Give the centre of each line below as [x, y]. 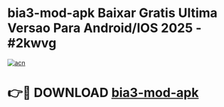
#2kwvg [32, 43]
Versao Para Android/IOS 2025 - [105, 28]
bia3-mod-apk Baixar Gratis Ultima [113, 13]
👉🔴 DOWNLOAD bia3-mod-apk [103, 93]
